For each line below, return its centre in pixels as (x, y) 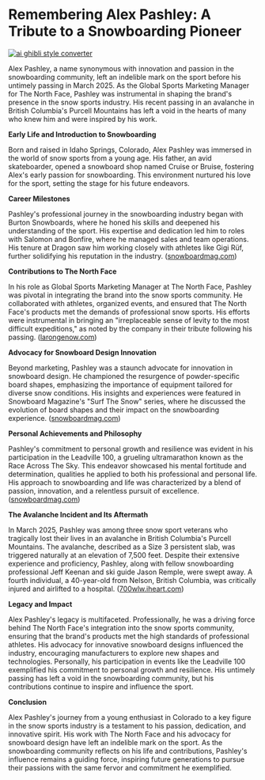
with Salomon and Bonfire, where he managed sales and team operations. (129, 239)
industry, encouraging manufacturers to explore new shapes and (114, 653)
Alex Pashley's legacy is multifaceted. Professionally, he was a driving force (132, 619)
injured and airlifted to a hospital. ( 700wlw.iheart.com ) (96, 589)
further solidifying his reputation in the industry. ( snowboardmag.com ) (123, 256)
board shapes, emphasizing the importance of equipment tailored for (121, 384)
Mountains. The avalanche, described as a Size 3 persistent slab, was (122, 547)
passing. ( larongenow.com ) (53, 337)
